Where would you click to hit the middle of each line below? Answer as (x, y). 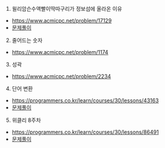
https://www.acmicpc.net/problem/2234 (61, 76)
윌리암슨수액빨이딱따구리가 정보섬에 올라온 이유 (67, 9)
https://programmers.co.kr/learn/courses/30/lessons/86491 (85, 132)
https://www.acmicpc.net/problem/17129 (62, 21)
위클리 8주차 (26, 120)
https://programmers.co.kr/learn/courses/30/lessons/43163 (85, 100)
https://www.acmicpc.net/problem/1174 (60, 52)
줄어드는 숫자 (27, 40)
